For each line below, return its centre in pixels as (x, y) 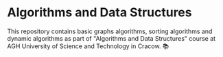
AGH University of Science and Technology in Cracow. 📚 (88, 46)
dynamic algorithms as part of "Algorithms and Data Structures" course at (111, 38)
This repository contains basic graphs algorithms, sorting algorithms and (110, 31)
